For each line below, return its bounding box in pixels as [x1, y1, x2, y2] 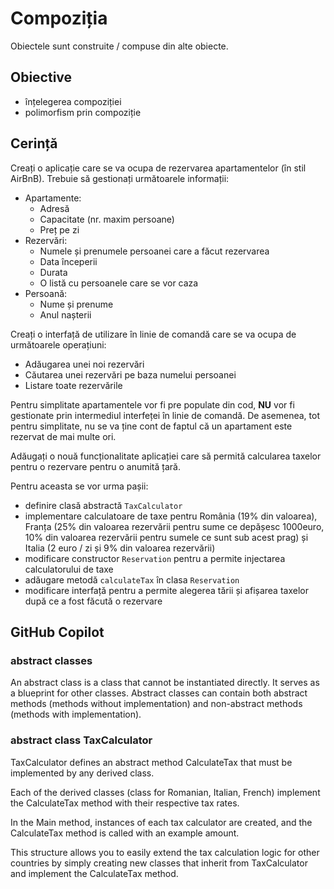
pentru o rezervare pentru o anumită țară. [10, 460, 181, 472]
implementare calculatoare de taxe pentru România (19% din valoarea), [24, 510, 318, 522]
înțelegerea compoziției [24, 95, 122, 107]
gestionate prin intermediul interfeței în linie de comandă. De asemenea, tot [10, 409, 321, 421]
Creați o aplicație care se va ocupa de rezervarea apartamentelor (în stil [10, 162, 307, 174]
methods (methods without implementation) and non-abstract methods [10, 698, 303, 710]
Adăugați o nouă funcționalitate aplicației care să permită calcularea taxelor [10, 450, 322, 462]
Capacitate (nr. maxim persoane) [39, 213, 175, 225]
